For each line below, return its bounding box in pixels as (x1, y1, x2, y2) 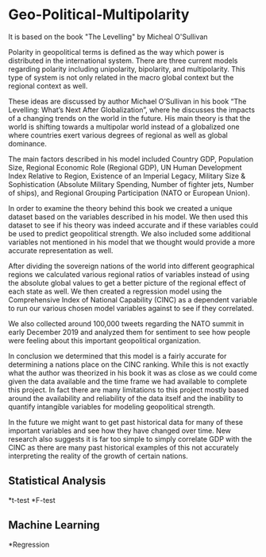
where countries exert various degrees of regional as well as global (8, 130, 228, 140)
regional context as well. (8, 81, 88, 91)
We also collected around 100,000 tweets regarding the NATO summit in (8, 318, 245, 328)
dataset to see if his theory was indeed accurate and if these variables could (8, 220, 259, 230)
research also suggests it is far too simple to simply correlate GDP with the (8, 434, 253, 443)
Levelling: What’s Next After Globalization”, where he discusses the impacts (8, 105, 256, 115)
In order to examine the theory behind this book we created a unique (8, 203, 233, 212)
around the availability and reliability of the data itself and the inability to (8, 393, 244, 403)
